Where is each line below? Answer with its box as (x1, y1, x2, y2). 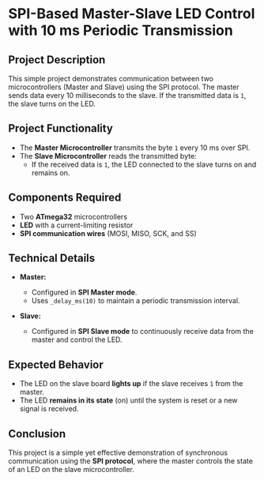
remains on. (31, 167, 70, 178)
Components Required (8, 191, 122, 204)
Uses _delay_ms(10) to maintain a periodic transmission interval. (31, 296, 240, 306)
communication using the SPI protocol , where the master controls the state (8, 456, 253, 466)
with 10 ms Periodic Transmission (8, 21, 233, 39)
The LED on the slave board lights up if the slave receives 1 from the (19, 379, 243, 388)
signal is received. (19, 404, 79, 414)
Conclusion (8, 427, 66, 441)
